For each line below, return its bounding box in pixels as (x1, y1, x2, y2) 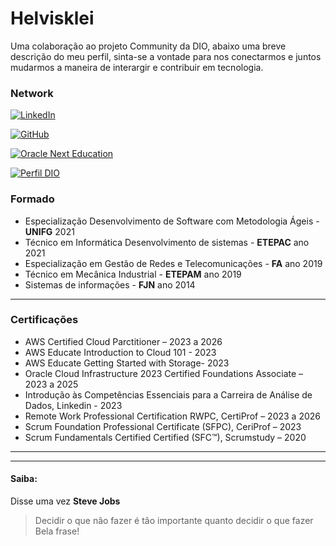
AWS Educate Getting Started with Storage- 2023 (24, 357, 230, 369)
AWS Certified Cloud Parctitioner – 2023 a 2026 (24, 335, 223, 347)
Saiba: (10, 473, 38, 485)
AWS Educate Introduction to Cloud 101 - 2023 (24, 346, 217, 358)
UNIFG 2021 (24, 225, 75, 237)
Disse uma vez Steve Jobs (10, 495, 121, 507)
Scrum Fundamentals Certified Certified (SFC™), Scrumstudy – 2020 (24, 431, 307, 443)
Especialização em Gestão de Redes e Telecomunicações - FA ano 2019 (24, 257, 323, 269)
